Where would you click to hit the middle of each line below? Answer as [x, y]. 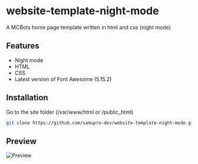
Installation [27, 98]
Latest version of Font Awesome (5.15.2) [63, 79]
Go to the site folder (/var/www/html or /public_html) [70, 112]
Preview [22, 141]
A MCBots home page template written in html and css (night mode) [88, 27]
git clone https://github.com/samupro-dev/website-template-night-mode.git [101, 123]
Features [23, 46]
